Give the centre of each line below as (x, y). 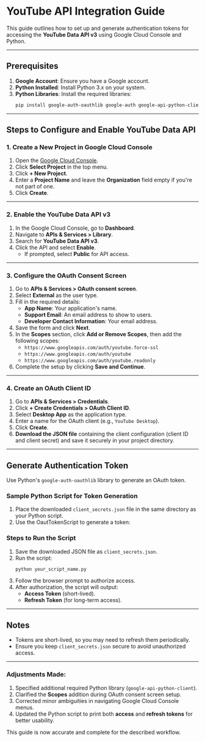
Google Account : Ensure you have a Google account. (82, 81)
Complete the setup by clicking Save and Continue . (80, 366)
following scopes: (37, 340)
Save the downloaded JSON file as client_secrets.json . (86, 551)
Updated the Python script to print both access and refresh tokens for (104, 714)
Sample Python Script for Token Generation (72, 496)
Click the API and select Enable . (56, 247)
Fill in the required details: (48, 301)
